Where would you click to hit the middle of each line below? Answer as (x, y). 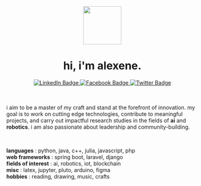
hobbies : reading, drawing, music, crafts (58, 176)
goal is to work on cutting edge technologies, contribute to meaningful (94, 114)
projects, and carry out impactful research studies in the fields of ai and (96, 120)
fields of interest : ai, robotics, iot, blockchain (64, 163)
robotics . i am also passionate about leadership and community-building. (98, 127)
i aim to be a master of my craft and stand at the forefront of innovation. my (101, 107)
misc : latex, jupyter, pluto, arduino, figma (58, 170)
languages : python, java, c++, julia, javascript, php (71, 150)
